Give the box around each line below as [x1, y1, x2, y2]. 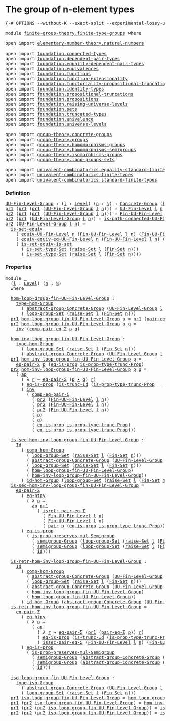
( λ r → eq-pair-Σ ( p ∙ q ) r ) [21, 376, 96, 382]
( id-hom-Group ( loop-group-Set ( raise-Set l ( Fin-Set [21, 477, 160, 483]
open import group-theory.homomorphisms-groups [5, 142, 125, 147]
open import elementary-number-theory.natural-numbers [5, 40, 144, 46]
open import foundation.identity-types [5, 86, 104, 92]
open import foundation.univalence [5, 116, 94, 122]
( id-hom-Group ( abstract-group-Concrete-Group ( [21, 599, 147, 605]
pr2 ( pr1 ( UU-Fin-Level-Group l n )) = [5, 216, 102, 222]
